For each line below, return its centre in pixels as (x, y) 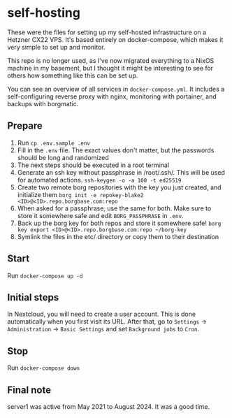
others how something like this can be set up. (73, 75)
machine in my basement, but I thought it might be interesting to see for (110, 68)
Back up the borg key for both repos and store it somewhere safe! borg (119, 223)
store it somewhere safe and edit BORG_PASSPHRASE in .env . (100, 215)
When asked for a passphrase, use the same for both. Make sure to (114, 208)
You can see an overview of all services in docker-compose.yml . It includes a (116, 89)
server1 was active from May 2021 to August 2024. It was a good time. (109, 406)
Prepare (25, 126)
